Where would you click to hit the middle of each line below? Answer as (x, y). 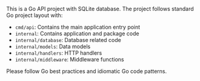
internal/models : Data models (53, 46)
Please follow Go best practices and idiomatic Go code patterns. (87, 71)
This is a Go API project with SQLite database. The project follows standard (100, 9)
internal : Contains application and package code (77, 33)
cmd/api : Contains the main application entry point (78, 27)
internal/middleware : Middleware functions (69, 59)
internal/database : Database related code (68, 40)
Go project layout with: (35, 15)
